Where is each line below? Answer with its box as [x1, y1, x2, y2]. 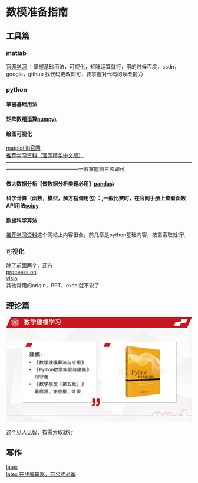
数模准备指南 [6, 5, 69, 19]
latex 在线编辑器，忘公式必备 [6, 471, 77, 478]
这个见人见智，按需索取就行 [6, 429, 74, 436]
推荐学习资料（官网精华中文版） [6, 152, 84, 159]
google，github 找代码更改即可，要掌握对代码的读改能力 [6, 70, 143, 77]
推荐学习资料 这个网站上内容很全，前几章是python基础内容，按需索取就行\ [6, 231, 185, 238]
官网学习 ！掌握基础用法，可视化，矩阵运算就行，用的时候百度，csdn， [6, 63, 180, 70]
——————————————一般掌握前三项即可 [6, 166, 125, 173]
